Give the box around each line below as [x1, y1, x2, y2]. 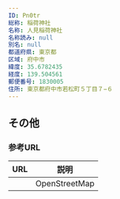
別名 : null [8, 41, 42, 49]
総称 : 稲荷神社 [8, 19, 51, 27]
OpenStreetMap [35, 178, 95, 190]
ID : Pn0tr [8, 11, 41, 20]
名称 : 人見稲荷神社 [8, 26, 63, 34]
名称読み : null [8, 33, 54, 42]
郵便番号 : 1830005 [8, 77, 65, 85]
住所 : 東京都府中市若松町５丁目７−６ [8, 84, 113, 93]
